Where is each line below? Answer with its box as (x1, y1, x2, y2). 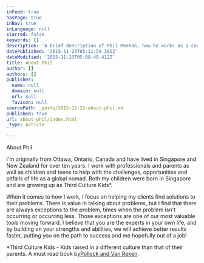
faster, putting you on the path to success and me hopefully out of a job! (6, 232, 187, 239)
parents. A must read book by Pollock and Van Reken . (6, 250, 140, 258)
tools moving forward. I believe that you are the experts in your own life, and (6, 219, 197, 227)
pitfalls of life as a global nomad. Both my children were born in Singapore (6, 175, 191, 182)
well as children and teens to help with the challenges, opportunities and (6, 168, 188, 176)
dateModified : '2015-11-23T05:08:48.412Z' (6, 54, 115, 60)
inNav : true (6, 20, 36, 26)
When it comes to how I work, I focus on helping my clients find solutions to (6, 193, 195, 200)
